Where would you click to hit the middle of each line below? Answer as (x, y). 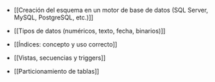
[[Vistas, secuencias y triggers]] (60, 58)
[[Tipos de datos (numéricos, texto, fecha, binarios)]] (89, 31)
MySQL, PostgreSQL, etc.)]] (53, 17)
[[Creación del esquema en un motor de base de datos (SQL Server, (111, 10)
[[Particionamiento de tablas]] (56, 71)
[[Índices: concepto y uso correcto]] (66, 44)
